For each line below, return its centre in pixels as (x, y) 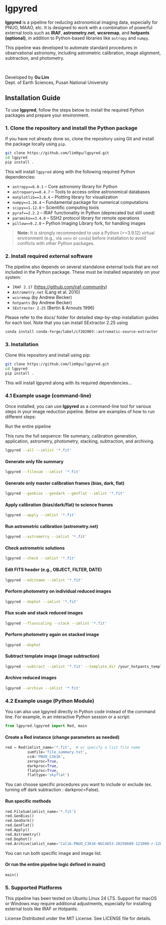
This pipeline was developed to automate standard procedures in (71, 47)
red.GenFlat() (20, 825)
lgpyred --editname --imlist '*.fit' (44, 580)
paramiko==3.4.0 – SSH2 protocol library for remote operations (76, 218)
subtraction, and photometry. (35, 58)
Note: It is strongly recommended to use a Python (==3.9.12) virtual (86, 233)
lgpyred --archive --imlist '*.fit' (43, 688)
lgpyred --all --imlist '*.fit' (38, 450)
